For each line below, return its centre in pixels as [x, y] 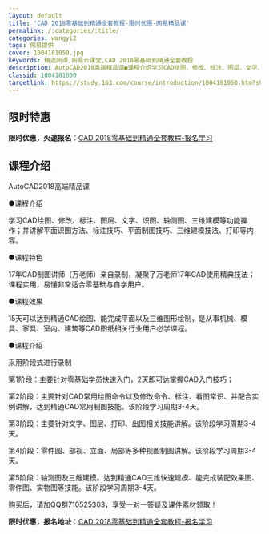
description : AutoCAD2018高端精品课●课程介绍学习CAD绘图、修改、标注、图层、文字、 [136, 68]
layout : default [35, 16]
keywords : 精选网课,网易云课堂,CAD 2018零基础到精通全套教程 [101, 61]
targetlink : [28, 82]
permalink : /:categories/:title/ [64, 30]
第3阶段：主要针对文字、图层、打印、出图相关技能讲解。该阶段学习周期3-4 [132, 424]
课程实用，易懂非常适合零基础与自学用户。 [78, 284]
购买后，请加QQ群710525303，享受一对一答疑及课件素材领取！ [113, 504]
